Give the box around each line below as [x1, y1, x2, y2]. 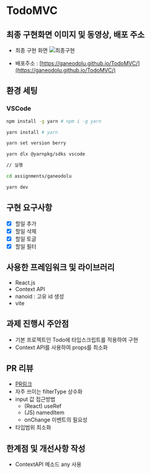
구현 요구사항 [6, 202, 53, 213]
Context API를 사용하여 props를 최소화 [15, 344, 108, 351]
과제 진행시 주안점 [6, 319, 69, 329]
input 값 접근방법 [15, 395, 56, 403]
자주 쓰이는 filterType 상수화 [15, 388, 83, 395]
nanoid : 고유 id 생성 [15, 292, 64, 300]
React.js [15, 278, 36, 286]
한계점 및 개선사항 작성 [6, 443, 86, 454]
